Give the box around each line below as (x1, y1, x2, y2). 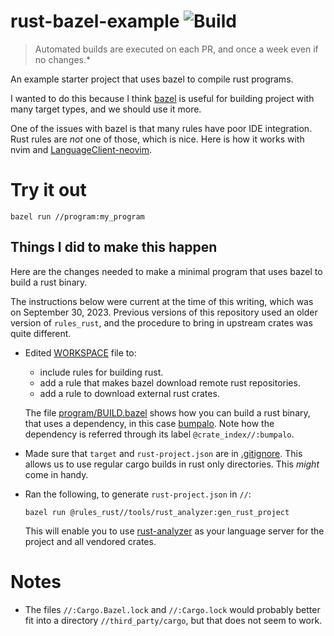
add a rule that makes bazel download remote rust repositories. (39, 376, 301, 389)
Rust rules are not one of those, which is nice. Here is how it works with (10, 133, 305, 145)
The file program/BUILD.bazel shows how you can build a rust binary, (24, 406, 311, 419)
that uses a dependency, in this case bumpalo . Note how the (24, 417, 275, 429)
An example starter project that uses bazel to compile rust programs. (10, 73, 294, 85)
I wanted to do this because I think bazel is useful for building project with (10, 92, 315, 104)
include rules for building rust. (39, 366, 164, 378)
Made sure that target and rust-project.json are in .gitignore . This (24, 447, 303, 459)
